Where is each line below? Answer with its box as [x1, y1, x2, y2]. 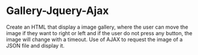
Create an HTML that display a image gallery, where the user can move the [6, 23, 189, 30]
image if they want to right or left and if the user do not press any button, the [6, 29, 193, 36]
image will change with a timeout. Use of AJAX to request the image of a [6, 36, 183, 43]
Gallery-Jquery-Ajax [6, 4, 109, 18]
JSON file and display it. [6, 42, 65, 49]
